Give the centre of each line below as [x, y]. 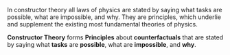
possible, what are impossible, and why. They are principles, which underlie [114, 17]
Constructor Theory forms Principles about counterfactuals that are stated [115, 37]
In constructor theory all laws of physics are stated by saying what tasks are [115, 10]
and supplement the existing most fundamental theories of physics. [102, 24]
